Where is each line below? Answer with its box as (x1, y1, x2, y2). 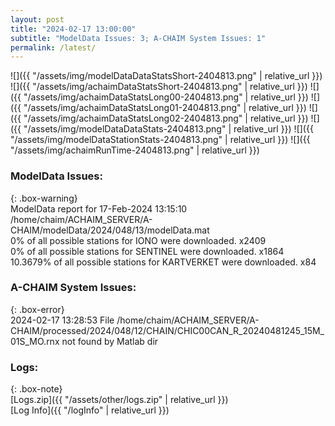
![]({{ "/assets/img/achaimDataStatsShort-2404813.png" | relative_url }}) (10, 81, 308, 93)
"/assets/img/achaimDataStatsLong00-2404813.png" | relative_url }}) (23, 91, 309, 103)
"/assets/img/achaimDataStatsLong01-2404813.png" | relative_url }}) (23, 102, 307, 114)
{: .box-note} (10, 383, 63, 395)
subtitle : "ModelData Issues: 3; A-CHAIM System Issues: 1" (10, 33, 267, 43)
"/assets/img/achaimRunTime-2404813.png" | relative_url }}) (10, 144, 260, 156)
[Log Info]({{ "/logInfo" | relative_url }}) (10, 404, 170, 416)
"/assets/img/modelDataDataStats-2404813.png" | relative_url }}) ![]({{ (23, 123, 314, 135)
